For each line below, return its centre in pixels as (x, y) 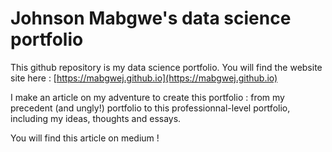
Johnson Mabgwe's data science (151, 18)
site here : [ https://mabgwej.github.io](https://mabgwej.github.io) (144, 78)
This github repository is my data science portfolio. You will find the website (166, 67)
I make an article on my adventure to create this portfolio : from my (147, 97)
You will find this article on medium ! (85, 138)
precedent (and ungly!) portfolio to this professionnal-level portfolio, (150, 108)
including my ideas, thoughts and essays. (96, 118)
